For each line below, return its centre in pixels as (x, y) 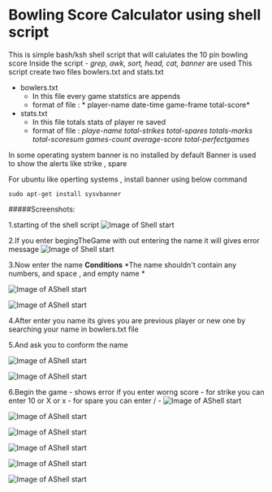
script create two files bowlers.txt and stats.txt (86, 71)
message (24, 249)
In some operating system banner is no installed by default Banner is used (132, 155)
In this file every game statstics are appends (106, 96)
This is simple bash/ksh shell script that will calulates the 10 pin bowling (128, 54)
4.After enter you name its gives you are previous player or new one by (127, 320)
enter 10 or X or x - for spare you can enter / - (85, 400)
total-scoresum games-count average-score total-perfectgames (141, 139)
